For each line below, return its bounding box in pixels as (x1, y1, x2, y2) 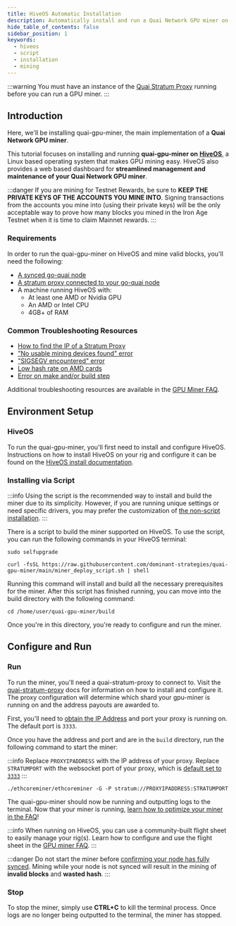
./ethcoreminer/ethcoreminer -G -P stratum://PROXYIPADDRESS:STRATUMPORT (7, 785, 229, 792)
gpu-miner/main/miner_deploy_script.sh (7, 567, 125, 574)
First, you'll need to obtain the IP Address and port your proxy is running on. (7, 714, 228, 722)
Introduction (7, 110, 63, 122)
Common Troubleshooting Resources (7, 326, 138, 335)
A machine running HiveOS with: (17, 285, 112, 294)
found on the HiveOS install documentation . (7, 457, 134, 466)
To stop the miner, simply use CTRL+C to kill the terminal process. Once (7, 903, 216, 911)
